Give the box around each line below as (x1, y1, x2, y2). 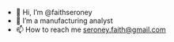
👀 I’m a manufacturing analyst (15, 16, 113, 25)
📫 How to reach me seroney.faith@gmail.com (15, 25, 166, 34)
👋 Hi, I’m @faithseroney (15, 8, 93, 17)
